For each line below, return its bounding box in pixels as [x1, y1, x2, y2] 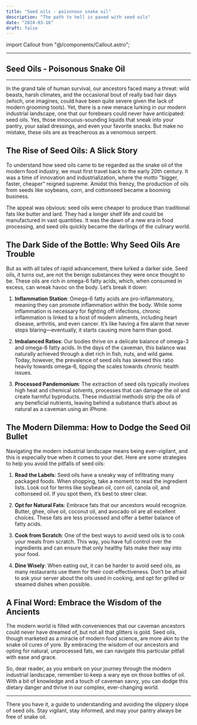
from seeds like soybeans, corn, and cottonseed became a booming [6, 186, 171, 193]
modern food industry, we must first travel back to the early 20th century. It [6, 167, 189, 174]
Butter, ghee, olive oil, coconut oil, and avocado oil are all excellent [14, 508, 176, 515]
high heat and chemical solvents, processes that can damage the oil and [14, 386, 190, 393]
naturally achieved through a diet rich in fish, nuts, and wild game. [14, 350, 174, 357]
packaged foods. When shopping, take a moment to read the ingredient [14, 478, 188, 485]
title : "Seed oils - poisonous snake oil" [6, 8, 111, 15]
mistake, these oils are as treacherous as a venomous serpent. [6, 129, 157, 136]
